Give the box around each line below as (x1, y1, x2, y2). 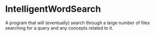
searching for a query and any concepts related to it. (5, 25, 113, 31)
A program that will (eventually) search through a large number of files (5, 20, 150, 26)
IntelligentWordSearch (5, 3, 101, 15)
